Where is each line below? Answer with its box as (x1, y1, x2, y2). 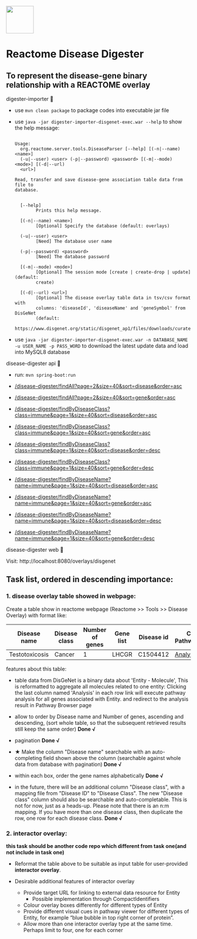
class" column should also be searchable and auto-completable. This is (14, 796, 188, 803)
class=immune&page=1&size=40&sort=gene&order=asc (14, 429, 151, 436)
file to (14, 182, 33, 188)
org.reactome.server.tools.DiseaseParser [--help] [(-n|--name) (20, 146, 181, 152)
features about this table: (6, 665, 67, 672)
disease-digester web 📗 (6, 546, 64, 553)
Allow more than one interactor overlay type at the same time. (23, 920, 173, 927)
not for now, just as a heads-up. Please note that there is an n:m (14, 802, 169, 809)
